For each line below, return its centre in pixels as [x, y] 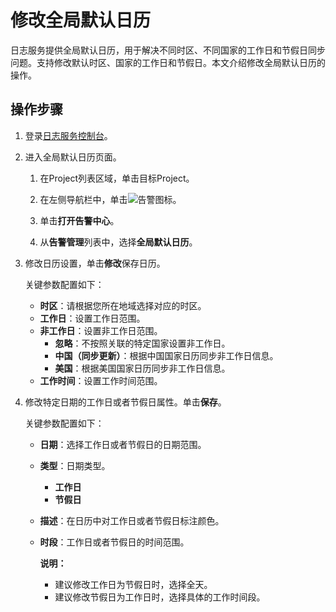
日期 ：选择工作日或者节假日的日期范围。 [123, 444]
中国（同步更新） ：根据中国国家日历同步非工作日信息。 [166, 355]
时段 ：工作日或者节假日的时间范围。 [114, 542]
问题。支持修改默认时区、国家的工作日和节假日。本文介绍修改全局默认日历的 [168, 62]
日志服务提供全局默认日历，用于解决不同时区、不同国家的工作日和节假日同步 [168, 50]
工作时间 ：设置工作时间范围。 [101, 380]
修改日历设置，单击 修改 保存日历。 [95, 263]
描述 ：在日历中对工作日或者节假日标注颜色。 [132, 520]
